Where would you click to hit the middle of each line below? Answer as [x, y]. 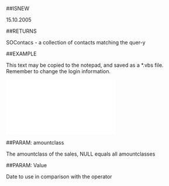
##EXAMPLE [21, 54]
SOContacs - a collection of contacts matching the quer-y [76, 42]
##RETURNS [21, 31]
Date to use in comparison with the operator [59, 177]
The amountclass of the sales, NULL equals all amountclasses [81, 154]
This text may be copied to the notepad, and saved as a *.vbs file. [85, 65]
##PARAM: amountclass [35, 142]
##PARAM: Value [27, 165]
